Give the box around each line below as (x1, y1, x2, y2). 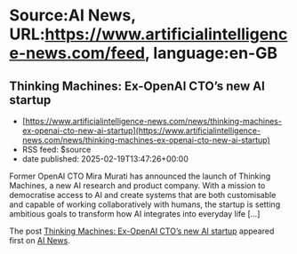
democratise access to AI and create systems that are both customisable (9, 190, 277, 200)
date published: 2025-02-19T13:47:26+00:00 (21, 154, 189, 164)
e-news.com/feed (9, 44, 145, 63)
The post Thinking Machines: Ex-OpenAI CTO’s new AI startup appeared (9, 226, 275, 236)
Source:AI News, (9, 5, 136, 26)
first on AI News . (9, 235, 71, 245)
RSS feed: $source (21, 144, 92, 155)
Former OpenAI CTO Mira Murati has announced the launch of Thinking (9, 171, 271, 181)
